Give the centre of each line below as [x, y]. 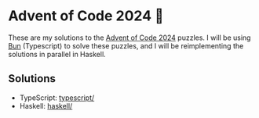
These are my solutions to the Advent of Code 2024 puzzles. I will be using [129, 38]
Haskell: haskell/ [46, 105]
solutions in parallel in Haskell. [57, 54]
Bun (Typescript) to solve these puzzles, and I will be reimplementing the [126, 45]
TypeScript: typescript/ [57, 98]
